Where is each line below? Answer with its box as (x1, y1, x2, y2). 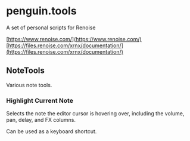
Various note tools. (6, 81, 52, 88)
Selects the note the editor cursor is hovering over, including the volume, (6, 110, 185, 117)
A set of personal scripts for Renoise (6, 24, 96, 31)
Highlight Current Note (6, 96, 73, 105)
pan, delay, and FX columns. (6, 117, 76, 124)
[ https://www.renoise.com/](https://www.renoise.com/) (6, 35, 142, 42)
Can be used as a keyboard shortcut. (6, 128, 97, 135)
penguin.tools (6, 4, 77, 18)
